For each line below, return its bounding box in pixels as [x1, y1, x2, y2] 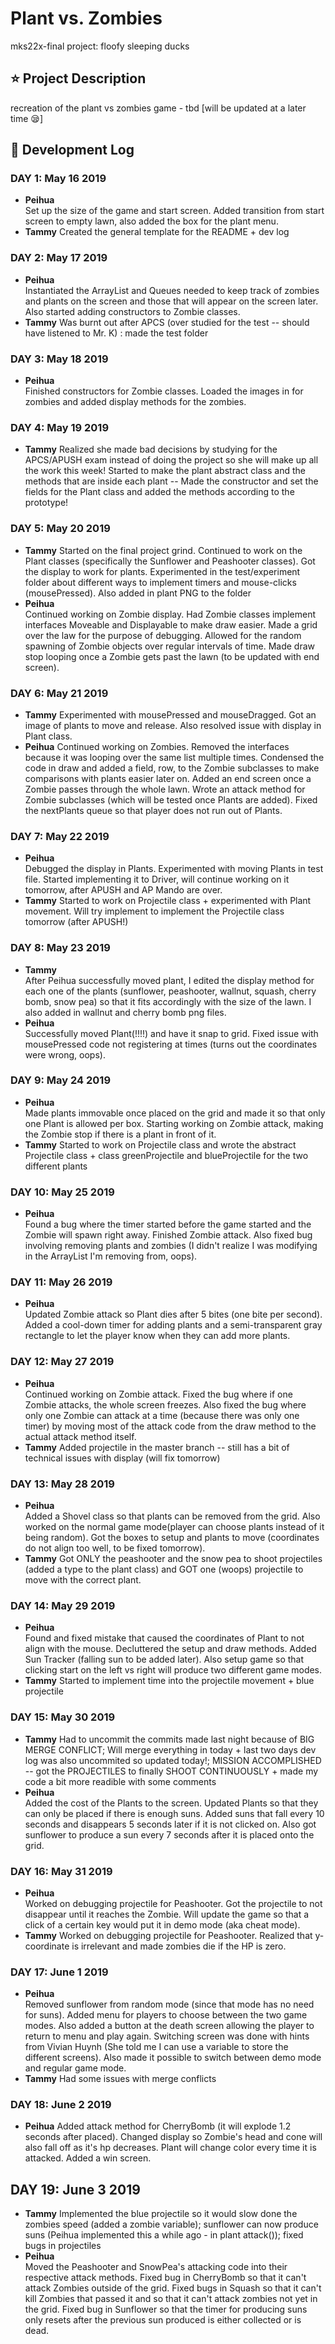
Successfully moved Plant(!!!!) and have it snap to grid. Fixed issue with [24, 1027, 319, 1039]
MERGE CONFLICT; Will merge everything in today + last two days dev [24, 1743, 317, 1756]
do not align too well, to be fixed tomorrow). [24, 1542, 206, 1554]
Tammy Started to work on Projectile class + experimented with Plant [24, 895, 312, 907]
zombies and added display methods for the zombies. [24, 396, 247, 408]
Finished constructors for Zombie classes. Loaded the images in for [24, 385, 304, 397]
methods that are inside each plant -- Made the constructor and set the [24, 475, 319, 487]
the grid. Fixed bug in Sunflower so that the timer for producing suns [24, 2303, 308, 2316]
